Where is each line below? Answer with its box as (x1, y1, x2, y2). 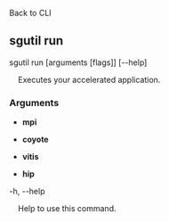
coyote (21, 134, 49, 145)
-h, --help (9, 186, 45, 197)
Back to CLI (9, 8, 52, 18)
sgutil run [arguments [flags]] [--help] (9, 57, 148, 68)
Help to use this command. (17, 203, 117, 214)
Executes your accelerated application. (17, 74, 161, 85)
